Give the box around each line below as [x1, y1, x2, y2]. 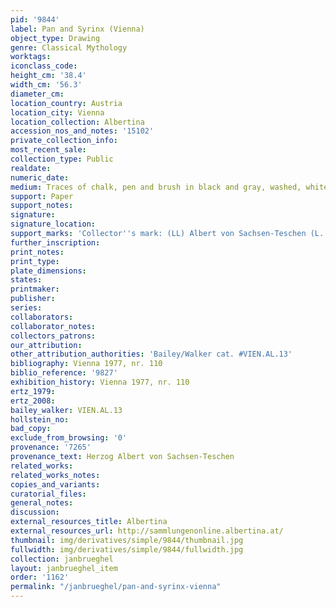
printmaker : [10, 284, 60, 295]
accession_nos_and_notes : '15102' [10, 126, 155, 136]
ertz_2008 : [10, 396, 56, 406]
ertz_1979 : [10, 386, 56, 396]
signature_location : [10, 219, 97, 230]
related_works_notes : [10, 470, 101, 480]
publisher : [10, 294, 56, 304]
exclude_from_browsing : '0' [10, 433, 128, 443]
